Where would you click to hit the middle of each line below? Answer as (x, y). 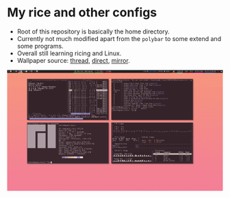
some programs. (40, 46)
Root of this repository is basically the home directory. (93, 31)
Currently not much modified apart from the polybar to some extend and (119, 38)
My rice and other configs (82, 13)
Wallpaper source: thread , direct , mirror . (73, 60)
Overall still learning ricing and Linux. (69, 53)
